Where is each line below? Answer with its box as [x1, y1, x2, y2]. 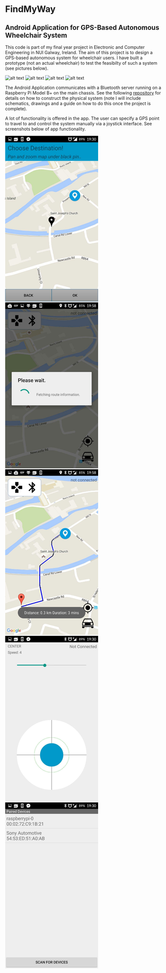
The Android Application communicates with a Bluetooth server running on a [5, 85, 162, 90]
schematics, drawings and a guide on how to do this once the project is [5, 100, 151, 106]
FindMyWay [5, 3, 56, 15]
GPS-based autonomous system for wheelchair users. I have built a [5, 55, 143, 61]
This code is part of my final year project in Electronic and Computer [5, 44, 145, 50]
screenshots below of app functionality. [5, 126, 86, 132]
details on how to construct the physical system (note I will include [5, 95, 141, 101]
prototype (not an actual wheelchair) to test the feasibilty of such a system [5, 60, 158, 66]
